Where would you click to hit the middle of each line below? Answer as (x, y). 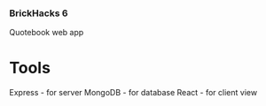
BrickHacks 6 (39, 13)
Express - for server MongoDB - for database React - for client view (133, 93)
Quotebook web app (47, 33)
